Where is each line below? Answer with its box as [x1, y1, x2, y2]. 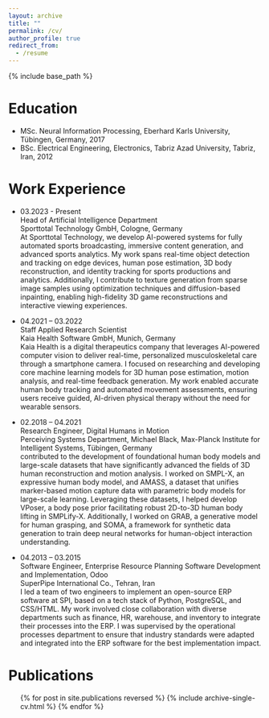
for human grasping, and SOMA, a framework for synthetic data [19, 520, 231, 530]
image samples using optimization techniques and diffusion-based [19, 283, 241, 293]
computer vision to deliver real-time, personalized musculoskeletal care [19, 350, 257, 360]
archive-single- [204, 693, 255, 703]
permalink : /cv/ [8, 27, 63, 35]
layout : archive [8, 11, 63, 20]
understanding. [19, 537, 71, 547]
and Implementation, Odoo [19, 569, 108, 580]
